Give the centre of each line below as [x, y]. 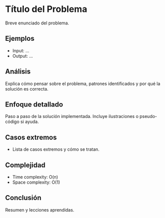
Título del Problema [46, 9]
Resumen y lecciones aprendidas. [40, 210]
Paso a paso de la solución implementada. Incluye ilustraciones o [72, 116]
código [12, 122]
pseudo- [148, 116]
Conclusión [23, 198]
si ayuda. [30, 122]
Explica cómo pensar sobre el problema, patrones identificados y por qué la [83, 84]
